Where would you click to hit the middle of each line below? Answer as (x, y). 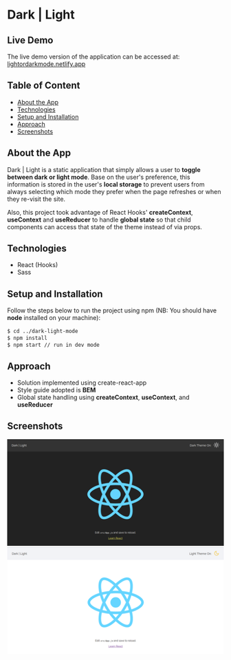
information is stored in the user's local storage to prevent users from (106, 184)
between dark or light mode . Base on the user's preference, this (99, 177)
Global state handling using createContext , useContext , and (103, 397)
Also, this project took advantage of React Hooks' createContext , (100, 212)
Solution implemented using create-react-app (82, 383)
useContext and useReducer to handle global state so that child (99, 220)
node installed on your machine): (54, 318)
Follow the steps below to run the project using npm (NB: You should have (112, 310)
